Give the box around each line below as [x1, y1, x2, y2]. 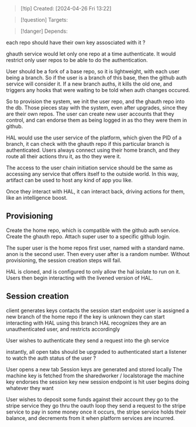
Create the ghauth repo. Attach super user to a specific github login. [6, 233, 171, 240]
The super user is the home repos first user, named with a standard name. [6, 244, 185, 251]
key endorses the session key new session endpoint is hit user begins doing [6, 378, 190, 385]
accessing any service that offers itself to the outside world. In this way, [6, 170, 180, 177]
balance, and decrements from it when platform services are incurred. [6, 414, 176, 421]
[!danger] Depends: [20, 28, 68, 35]
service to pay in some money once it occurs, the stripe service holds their [6, 408, 187, 415]
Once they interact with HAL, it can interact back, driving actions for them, [6, 188, 185, 195]
